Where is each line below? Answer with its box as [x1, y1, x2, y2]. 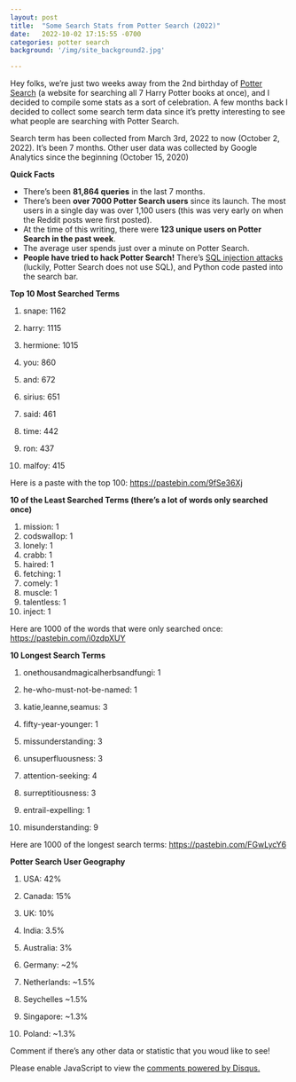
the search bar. [22, 272, 79, 282]
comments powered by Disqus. [146, 1062, 261, 1074]
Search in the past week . [22, 233, 116, 244]
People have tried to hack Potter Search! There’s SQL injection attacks [22, 252, 284, 263]
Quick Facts [10, 170, 56, 180]
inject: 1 [22, 606, 51, 617]
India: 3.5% [22, 925, 65, 936]
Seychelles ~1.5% [22, 994, 88, 1005]
